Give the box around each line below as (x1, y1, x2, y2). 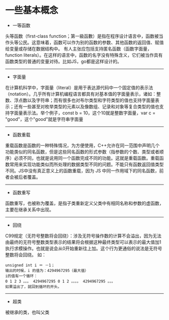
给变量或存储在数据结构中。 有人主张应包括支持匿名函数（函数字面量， (5, 45, 152, 52)
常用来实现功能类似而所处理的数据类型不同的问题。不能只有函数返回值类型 (9, 161, 164, 167)
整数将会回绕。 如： (5, 251, 46, 258)
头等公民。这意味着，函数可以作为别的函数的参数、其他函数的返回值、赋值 (9, 39, 164, 45)
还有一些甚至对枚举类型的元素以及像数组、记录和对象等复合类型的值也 (14, 103, 159, 109)
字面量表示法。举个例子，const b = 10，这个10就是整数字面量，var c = (9, 110, 156, 116)
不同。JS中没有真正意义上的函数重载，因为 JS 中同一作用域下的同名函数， (5, 167, 159, 173)
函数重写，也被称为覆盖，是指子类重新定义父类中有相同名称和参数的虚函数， (5, 200, 164, 206)
